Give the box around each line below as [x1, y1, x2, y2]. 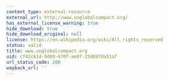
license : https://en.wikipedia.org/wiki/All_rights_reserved [6, 37, 164, 43]
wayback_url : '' [6, 64, 47, 71]
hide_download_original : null [6, 31, 83, 37]
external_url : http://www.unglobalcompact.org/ [6, 14, 129, 20]
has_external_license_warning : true [6, 20, 98, 26]
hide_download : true [6, 25, 59, 32]
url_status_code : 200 [6, 59, 61, 65]
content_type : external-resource [6, 8, 91, 15]
